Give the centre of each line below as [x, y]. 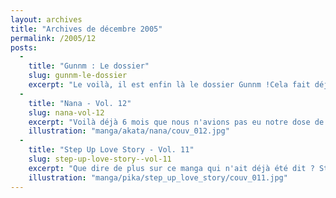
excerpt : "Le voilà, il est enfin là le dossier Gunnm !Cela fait [169, 85]
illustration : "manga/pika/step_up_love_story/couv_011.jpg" [158, 177]
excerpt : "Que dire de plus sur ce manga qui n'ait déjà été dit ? [171, 168]
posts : [24, 47]
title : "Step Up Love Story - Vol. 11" [111, 150]
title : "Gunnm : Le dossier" [89, 66]
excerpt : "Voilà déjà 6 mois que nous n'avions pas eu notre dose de [176, 122]
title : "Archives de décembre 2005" [86, 29]
